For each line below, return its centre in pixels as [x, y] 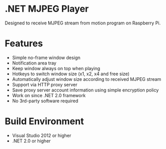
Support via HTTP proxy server [45, 84]
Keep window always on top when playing [56, 68]
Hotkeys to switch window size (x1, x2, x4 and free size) [71, 74]
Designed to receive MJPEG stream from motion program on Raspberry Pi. [83, 23]
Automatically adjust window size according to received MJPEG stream [87, 79]
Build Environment [44, 121]
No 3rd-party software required [45, 101]
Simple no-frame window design [46, 57]
